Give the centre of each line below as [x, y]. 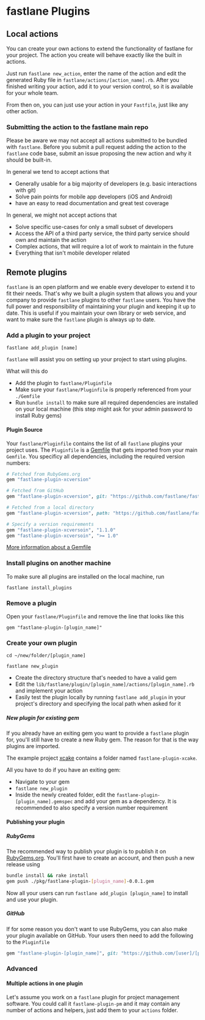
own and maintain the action [51, 240]
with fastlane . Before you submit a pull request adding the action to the [96, 147]
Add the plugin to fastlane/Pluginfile [63, 383]
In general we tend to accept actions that [58, 172]
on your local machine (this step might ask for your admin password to [104, 409]
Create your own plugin [42, 643]
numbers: [18, 463]
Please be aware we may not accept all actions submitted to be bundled [97, 141]
